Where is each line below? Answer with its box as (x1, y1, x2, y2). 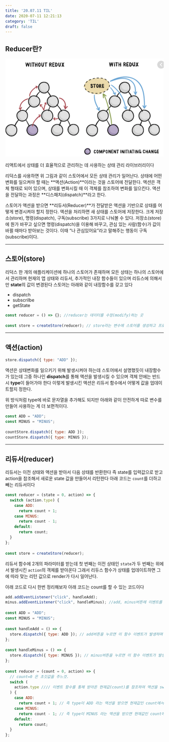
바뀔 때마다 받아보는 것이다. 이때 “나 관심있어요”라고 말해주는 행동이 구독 (5, 227, 147, 234)
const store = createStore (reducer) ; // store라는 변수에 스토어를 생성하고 (5, 323, 156, 328)
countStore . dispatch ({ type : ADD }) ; (5, 429, 84, 435)
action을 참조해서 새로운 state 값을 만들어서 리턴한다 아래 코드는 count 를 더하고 (5, 476, 161, 481)
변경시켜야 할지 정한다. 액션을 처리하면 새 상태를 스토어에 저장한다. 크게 (14, 208, 154, 214)
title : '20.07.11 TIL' (5, 8, 53, 13)
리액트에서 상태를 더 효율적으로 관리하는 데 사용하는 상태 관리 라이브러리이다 (5, 162, 154, 168)
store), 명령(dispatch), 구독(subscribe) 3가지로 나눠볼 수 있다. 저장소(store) (11, 214, 162, 221)
